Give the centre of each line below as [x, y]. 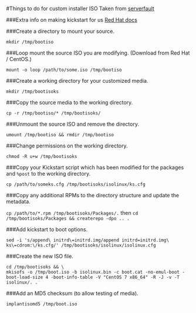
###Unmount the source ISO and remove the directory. [73, 124]
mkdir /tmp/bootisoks [33, 92]
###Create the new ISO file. [40, 256]
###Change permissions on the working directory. [67, 146]
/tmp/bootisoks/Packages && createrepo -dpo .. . [68, 218]
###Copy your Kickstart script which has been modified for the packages [95, 167]
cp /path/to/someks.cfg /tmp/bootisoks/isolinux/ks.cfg [76, 184]
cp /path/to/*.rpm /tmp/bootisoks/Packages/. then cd [72, 213]
